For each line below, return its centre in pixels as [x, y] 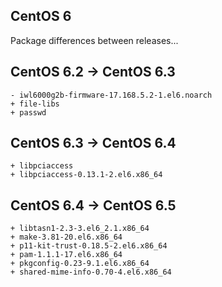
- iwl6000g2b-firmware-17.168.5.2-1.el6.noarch [111, 95]
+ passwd [28, 112]
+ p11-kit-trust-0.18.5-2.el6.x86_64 [89, 246]
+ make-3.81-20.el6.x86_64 [66, 237]
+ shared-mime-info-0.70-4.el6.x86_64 [91, 272]
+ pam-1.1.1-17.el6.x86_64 [66, 255]
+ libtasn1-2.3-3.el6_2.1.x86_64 [80, 229]
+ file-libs [35, 104]
